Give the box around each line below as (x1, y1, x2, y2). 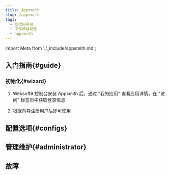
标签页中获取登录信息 (20, 96, 66, 103)
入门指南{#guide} (5, 61, 62, 70)
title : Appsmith (5, 7, 40, 13)
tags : (5, 17, 17, 22)
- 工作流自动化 (10, 27, 38, 32)
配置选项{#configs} (5, 124, 68, 133)
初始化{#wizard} (5, 78, 47, 85)
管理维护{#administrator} (5, 143, 87, 152)
